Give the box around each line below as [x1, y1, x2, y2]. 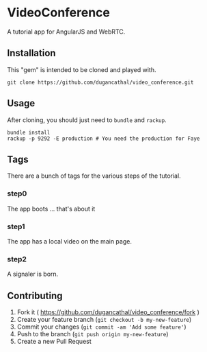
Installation [7, 47, 56, 59]
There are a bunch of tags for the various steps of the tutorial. [7, 172, 181, 180]
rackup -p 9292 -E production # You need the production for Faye [7, 135, 200, 142]
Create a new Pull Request [16, 338, 92, 346]
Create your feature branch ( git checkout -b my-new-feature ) [16, 316, 192, 324]
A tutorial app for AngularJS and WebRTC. [7, 27, 126, 36]
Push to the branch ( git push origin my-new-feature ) [16, 330, 169, 338]
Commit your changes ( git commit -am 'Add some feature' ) [16, 322, 187, 331]
